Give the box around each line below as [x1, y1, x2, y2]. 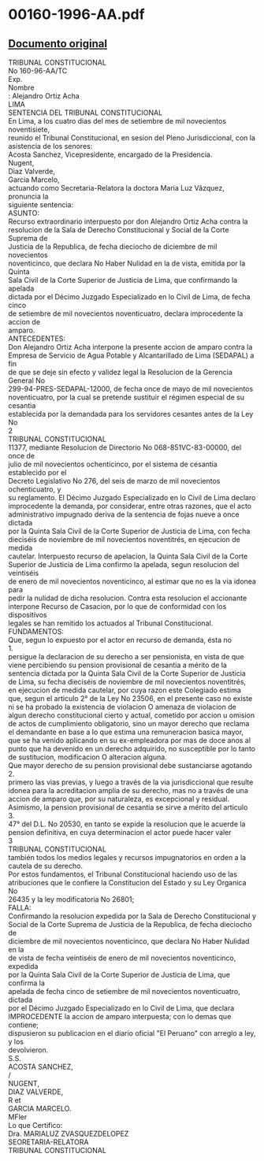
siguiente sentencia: [8, 200, 73, 210]
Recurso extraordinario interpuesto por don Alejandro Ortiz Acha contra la [8, 217, 248, 226]
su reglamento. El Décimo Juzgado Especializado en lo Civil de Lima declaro [8, 493, 256, 502]
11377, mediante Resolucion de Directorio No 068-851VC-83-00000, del [8, 443, 242, 452]
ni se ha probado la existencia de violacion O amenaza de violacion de [8, 703, 236, 711]
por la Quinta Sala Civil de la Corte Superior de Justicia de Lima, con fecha [8, 526, 251, 536]
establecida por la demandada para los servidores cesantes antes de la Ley [8, 410, 254, 418]
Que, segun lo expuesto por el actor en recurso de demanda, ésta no [8, 636, 232, 644]
